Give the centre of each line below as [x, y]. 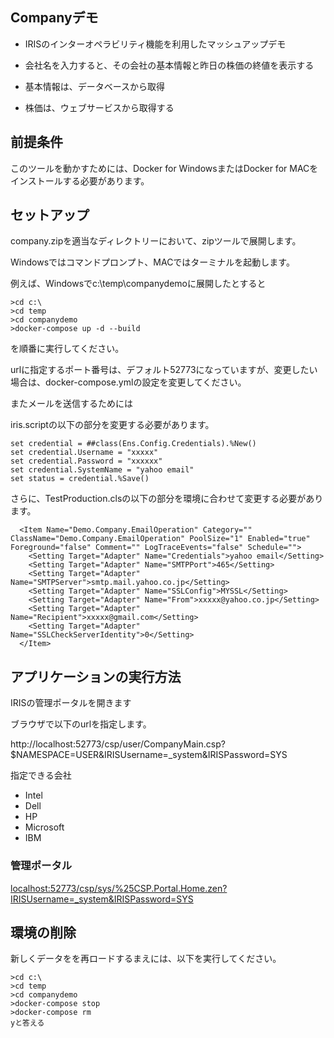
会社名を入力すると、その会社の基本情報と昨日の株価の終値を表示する [169, 65]
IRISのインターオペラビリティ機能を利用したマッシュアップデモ [155, 44]
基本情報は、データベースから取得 [95, 86]
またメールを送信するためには [71, 404]
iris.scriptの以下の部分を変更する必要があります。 [112, 425]
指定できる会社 [41, 775]
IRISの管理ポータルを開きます [71, 703]
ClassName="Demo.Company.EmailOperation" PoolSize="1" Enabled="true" [160, 539]
